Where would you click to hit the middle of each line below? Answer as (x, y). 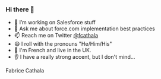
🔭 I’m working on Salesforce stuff (55, 23)
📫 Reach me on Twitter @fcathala (56, 36)
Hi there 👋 (20, 10)
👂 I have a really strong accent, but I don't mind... (75, 57)
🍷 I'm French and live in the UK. (53, 50)
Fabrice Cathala (25, 71)
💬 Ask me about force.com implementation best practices (84, 29)
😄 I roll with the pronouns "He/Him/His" (63, 44)
